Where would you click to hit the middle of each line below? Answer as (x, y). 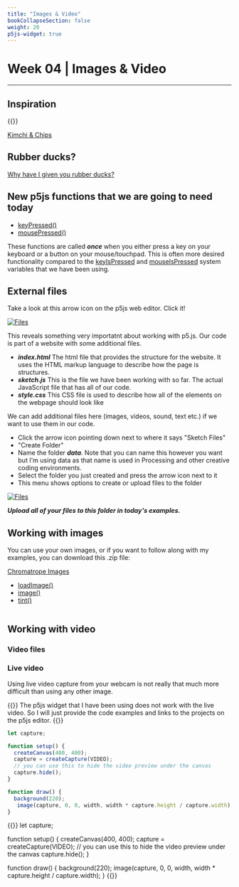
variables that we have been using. (58, 269)
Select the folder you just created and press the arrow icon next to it (117, 476)
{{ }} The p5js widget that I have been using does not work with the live (111, 705)
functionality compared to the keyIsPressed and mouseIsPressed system (114, 261)
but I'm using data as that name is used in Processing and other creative (123, 460)
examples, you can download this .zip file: (69, 558)
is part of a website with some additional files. (75, 344)
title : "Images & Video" (44, 14)
